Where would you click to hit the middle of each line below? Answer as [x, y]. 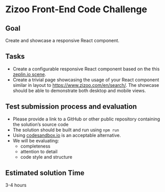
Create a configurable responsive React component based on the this [86, 69]
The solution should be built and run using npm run [66, 130]
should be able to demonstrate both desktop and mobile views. [79, 90]
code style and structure [46, 157]
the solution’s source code [40, 124]
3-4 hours [16, 185]
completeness [35, 146]
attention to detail [39, 151]
